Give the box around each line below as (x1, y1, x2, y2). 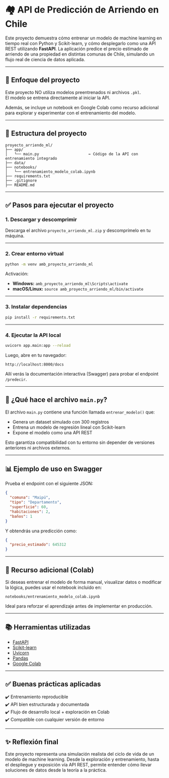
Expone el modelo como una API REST (12, 429, 93, 435)
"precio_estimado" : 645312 (10, 542, 66, 547)
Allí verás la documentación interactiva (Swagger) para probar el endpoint (5, 371, 158, 377)
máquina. (5, 233, 25, 239)
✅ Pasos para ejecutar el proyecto (5, 201, 114, 209)
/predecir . (5, 376, 27, 382)
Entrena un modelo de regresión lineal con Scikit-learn (12, 424, 126, 430)
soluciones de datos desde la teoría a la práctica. (5, 767, 107, 773)
